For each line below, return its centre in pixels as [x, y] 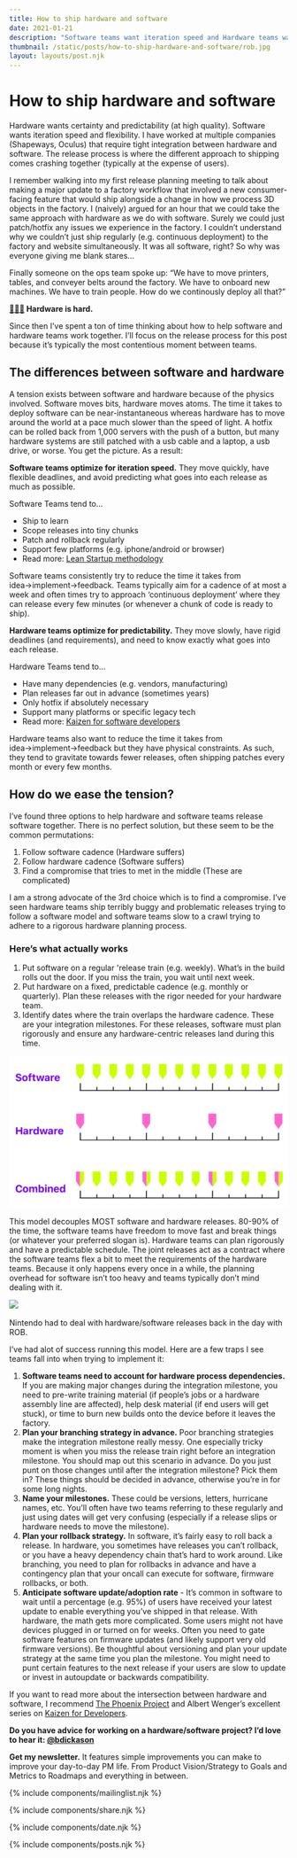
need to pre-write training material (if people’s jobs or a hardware [141, 1395]
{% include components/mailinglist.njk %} [85, 1793]
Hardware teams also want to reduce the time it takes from [116, 738]
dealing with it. [36, 1287]
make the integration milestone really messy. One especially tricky [142, 1442]
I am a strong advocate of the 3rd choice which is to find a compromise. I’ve [148, 897]
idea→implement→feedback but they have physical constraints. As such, [142, 748]
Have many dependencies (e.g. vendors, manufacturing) [125, 683]
